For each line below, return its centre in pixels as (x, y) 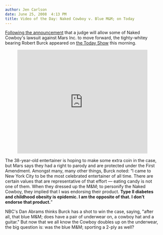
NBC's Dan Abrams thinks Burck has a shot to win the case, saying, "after (79, 211)
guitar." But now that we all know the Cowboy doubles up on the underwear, (81, 222)
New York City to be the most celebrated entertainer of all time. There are (79, 176)
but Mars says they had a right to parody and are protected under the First (80, 166)
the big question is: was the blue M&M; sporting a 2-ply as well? (70, 227)
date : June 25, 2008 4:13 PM (36, 14)
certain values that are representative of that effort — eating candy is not (79, 181)
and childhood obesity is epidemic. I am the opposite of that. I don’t (75, 197)
